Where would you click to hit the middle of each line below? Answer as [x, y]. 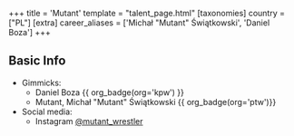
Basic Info [37, 61]
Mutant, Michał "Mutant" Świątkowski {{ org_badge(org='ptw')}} [156, 102]
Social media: [47, 112]
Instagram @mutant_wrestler [89, 121]
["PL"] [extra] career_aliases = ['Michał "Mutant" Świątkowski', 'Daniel [139, 23]
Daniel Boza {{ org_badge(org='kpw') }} [110, 92]
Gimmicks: [41, 83]
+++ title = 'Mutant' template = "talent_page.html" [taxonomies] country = [147, 13]
